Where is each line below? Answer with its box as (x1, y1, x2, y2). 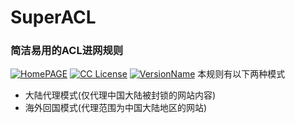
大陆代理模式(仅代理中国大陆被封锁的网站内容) (24, 89, 217, 101)
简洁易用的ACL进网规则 (10, 44, 124, 58)
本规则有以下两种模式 (197, 68, 286, 80)
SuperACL (10, 6, 97, 29)
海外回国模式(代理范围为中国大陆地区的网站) (24, 102, 208, 114)
